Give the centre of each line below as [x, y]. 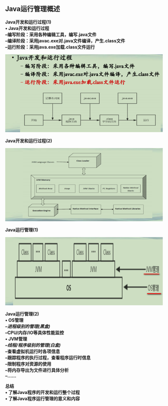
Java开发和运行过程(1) [28, 22]
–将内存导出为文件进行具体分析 [37, 370]
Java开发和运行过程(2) [29, 140]
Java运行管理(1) [22, 230]
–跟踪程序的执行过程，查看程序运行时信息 [48, 357]
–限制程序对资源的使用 [28, 363]
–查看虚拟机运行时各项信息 [32, 351]
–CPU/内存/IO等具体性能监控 [34, 332]
